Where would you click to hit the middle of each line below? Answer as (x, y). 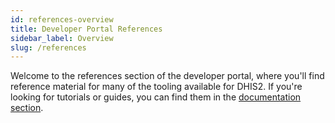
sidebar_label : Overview (62, 38)
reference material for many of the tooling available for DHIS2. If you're (156, 87)
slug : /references (48, 47)
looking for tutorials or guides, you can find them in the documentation (156, 97)
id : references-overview (62, 19)
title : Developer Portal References (86, 29)
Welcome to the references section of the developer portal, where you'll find (167, 76)
